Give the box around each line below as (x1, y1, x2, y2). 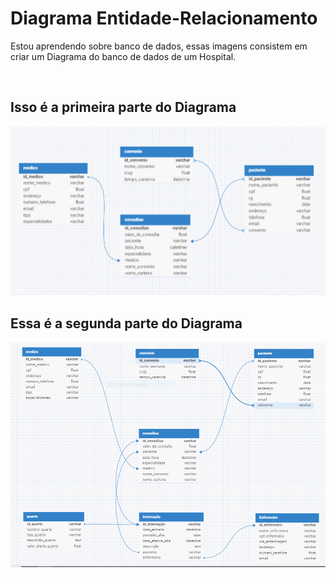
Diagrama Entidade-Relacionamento (10, 7, 318, 30)
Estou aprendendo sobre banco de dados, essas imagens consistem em (10, 40, 308, 52)
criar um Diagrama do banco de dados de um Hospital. (10, 50, 237, 62)
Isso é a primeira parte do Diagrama (10, 99, 237, 116)
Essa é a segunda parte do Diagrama (10, 315, 243, 332)
